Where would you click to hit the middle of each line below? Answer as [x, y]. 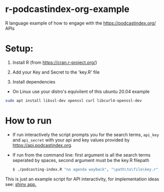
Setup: [19, 49]
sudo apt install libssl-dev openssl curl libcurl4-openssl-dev [73, 100]
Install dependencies [34, 81]
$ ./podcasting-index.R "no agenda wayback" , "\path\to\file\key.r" [85, 169]
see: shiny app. [21, 184]
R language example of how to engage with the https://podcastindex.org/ [80, 23]
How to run [28, 120]
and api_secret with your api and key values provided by [71, 140]
